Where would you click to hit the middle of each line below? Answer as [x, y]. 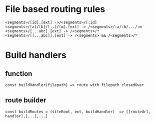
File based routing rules [55, 9]
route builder [26, 100]
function [19, 73]
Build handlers [36, 55]
